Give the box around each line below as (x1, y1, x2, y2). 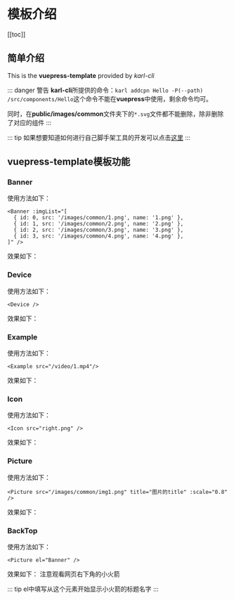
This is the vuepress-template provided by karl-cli (7, 71, 155, 79)
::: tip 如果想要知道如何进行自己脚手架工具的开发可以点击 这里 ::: (7, 133, 191, 141)
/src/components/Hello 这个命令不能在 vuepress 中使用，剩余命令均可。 (7, 94, 212, 103)
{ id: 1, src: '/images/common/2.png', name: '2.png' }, (13, 221, 184, 228)
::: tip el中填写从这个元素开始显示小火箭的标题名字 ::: (7, 585, 160, 593)
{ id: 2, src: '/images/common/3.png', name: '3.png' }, (13, 226, 184, 234)
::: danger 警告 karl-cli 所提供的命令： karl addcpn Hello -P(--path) (7, 86, 204, 94)
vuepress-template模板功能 (7, 156, 131, 168)
